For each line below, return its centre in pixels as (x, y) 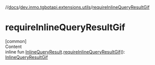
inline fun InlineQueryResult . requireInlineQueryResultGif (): (65, 51)
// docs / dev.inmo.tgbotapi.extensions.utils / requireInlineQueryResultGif (77, 7)
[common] (16, 41)
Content (14, 46)
